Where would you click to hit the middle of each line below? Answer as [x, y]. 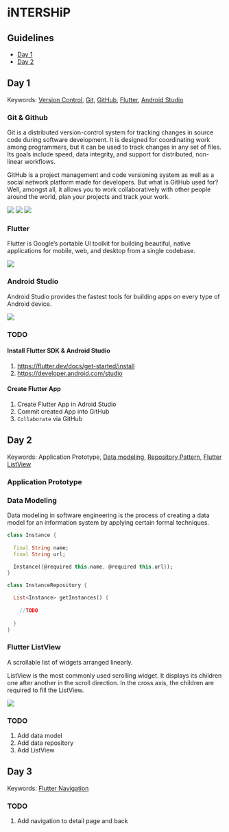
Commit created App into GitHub [63, 412]
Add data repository [45, 743]
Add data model [40, 736]
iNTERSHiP [39, 13]
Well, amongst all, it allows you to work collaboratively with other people [109, 189]
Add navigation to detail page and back [72, 821]
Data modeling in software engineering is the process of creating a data [109, 515]
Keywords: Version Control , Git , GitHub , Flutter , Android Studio [95, 99]
